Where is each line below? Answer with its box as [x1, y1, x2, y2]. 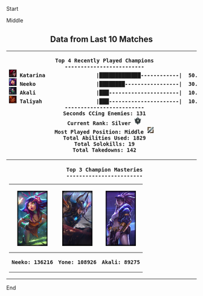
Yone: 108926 [58, 259, 97, 266]
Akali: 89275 [101, 259, 140, 266]
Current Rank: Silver [67, 120, 131, 127]
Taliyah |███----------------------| [19, 98, 182, 105]
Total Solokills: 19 [74, 141, 135, 147]
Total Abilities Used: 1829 [63, 135, 146, 141]
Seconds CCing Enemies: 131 [63, 110, 146, 117]
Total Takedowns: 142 [72, 147, 137, 153]
